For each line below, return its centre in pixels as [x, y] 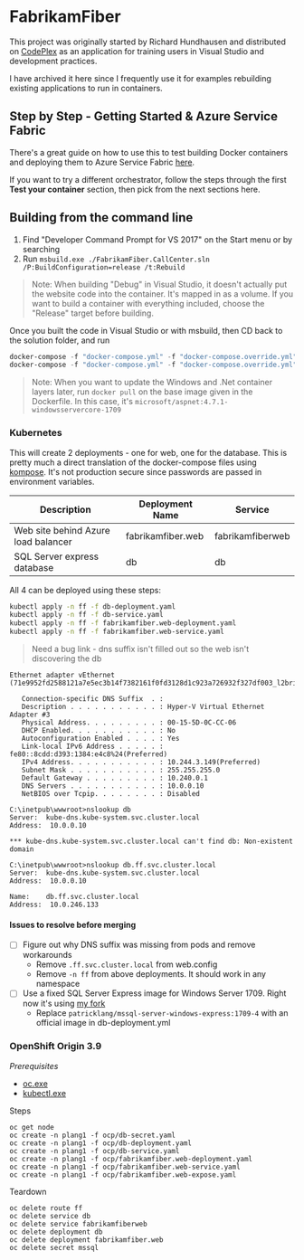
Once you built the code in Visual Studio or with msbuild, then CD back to [146, 330]
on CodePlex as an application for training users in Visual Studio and [137, 51]
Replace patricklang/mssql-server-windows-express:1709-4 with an [162, 1013]
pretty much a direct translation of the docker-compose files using [133, 462]
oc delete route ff [46, 1208]
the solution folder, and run [60, 340]
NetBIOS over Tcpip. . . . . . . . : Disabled [111, 794]
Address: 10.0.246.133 [54, 905]
